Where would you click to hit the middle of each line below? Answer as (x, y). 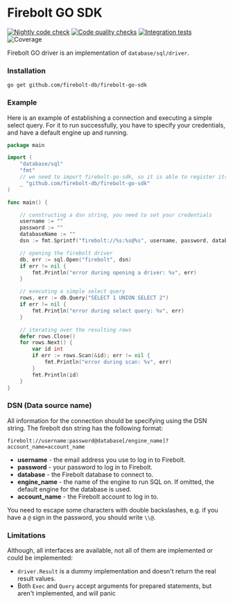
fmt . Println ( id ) (55, 375)
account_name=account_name (46, 447)
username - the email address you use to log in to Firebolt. (101, 460)
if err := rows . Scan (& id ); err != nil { (91, 356)
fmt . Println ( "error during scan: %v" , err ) (108, 362)
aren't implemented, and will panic (66, 593)
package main (26, 145)
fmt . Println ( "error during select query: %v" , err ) (109, 311)
